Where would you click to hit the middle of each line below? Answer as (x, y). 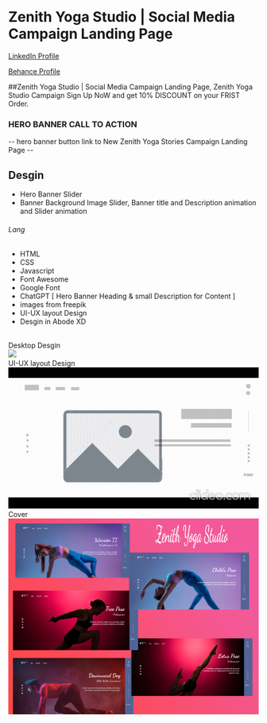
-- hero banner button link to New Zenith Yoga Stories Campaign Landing (128, 142)
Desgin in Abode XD (53, 321)
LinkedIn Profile (34, 56)
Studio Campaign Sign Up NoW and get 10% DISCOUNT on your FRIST (124, 95)
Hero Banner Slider (51, 194)
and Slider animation (53, 212)
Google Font (40, 288)
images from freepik (53, 305)
